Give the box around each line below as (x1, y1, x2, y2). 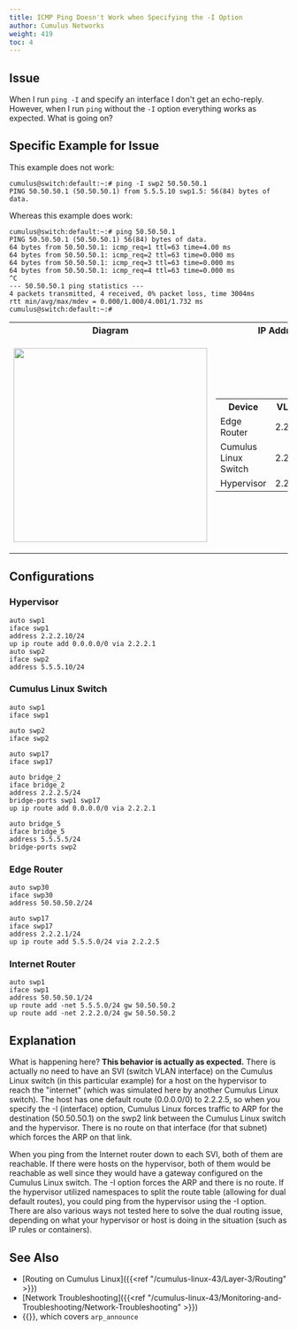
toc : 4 (9, 37, 34, 47)
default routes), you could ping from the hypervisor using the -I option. (9, 1196, 267, 1207)
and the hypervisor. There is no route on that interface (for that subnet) (9, 1123, 268, 1133)
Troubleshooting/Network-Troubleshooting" (21, 1302, 182, 1312)
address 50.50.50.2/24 (9, 898, 93, 908)
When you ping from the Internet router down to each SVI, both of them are (9, 1149, 284, 1160)
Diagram (92, 324, 129, 337)
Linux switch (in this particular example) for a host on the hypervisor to (9, 1076, 267, 1086)
